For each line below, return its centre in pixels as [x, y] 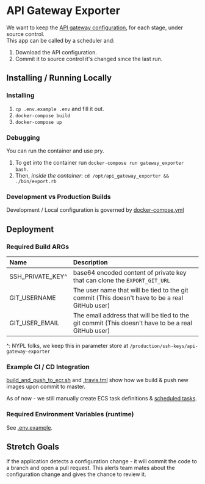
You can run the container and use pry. [55, 151]
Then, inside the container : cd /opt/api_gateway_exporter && [92, 175]
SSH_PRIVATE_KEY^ [38, 276]
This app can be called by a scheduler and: [60, 40]
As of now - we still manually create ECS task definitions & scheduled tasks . [102, 399]
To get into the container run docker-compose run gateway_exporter [99, 162]
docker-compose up [38, 122]
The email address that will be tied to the [131, 315]
